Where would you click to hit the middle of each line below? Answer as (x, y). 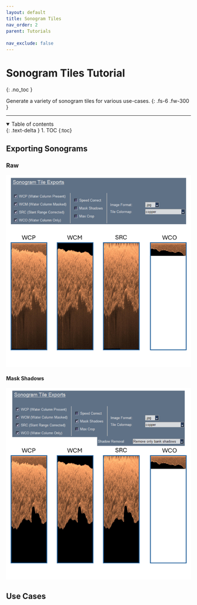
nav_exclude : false (30, 44)
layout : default (26, 12)
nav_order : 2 (22, 25)
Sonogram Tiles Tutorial (66, 73)
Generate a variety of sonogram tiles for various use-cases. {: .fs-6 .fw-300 (98, 101)
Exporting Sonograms (47, 149)
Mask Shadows (25, 378)
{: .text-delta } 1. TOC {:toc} (39, 130)
